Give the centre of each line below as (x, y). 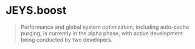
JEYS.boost (36, 10)
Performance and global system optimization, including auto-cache (105, 27)
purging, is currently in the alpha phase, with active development (102, 33)
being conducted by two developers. (67, 39)
